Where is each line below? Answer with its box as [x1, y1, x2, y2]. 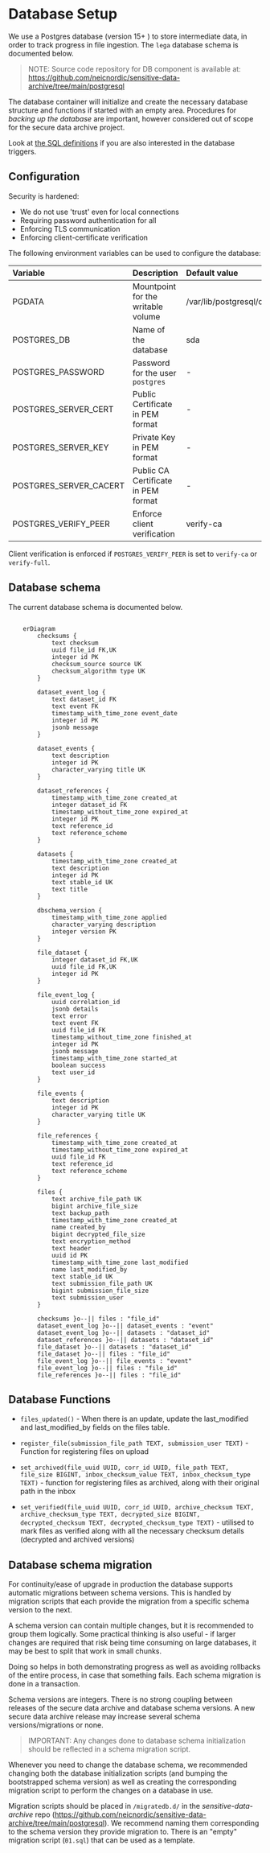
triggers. [8, 146, 37, 156]
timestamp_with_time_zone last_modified [51, 1258, 189, 1266]
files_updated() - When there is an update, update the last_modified [19, 1414, 249, 1424]
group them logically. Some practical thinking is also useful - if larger [8, 1629, 236, 1639]
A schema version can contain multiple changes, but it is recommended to [8, 1620, 255, 1630]
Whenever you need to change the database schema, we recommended [8, 1760, 247, 1770]
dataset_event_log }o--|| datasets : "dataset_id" [37, 1328, 211, 1336]
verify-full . [8, 557, 51, 567]
